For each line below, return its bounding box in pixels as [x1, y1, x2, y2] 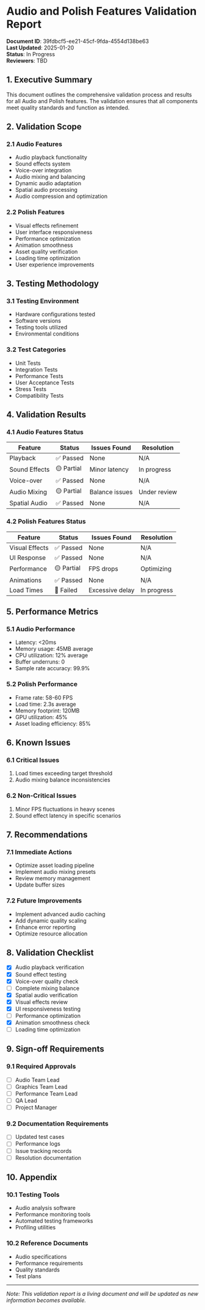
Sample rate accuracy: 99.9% [15, 665, 90, 672]
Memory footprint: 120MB [15, 707, 80, 714]
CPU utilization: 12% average [15, 652, 88, 659]
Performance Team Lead [15, 1089, 78, 1097]
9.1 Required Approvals [6, 1062, 76, 1070]
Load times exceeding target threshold [15, 770, 113, 777]
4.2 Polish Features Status [6, 518, 87, 526]
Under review [138, 488, 178, 496]
